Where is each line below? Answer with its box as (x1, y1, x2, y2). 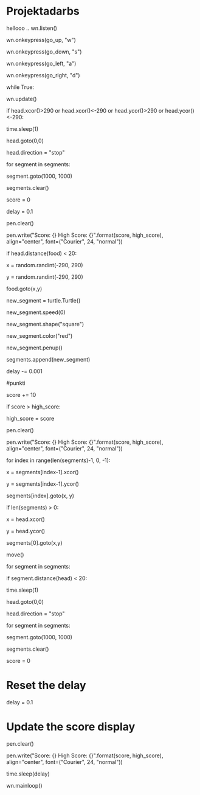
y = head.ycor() (6, 527, 46, 534)
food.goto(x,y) (6, 285, 43, 292)
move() (6, 551, 24, 558)
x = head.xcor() (6, 516, 46, 523)
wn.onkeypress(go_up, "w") (6, 36, 76, 43)
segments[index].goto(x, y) (6, 492, 75, 499)
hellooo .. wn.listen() (6, 24, 58, 32)
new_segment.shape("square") (6, 320, 84, 327)
